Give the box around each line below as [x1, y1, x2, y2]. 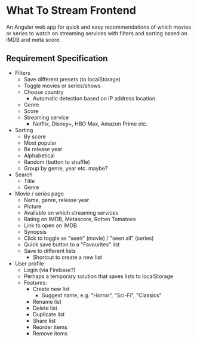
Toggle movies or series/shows [23, 82, 101, 89]
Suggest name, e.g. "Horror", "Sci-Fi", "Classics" [41, 291, 162, 299]
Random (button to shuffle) [23, 158, 91, 165]
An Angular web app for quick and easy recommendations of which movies [6, 23, 192, 30]
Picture [23, 203, 42, 210]
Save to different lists [23, 247, 76, 254]
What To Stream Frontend [6, 4, 136, 17]
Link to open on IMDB [23, 222, 78, 229]
